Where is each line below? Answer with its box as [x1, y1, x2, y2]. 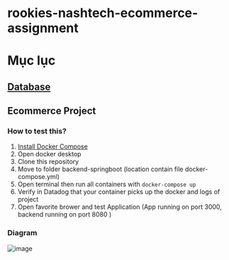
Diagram [7, 228, 38, 238]
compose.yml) [17, 173, 60, 181]
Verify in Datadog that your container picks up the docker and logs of [17, 188, 220, 196]
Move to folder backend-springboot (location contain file [17, 165, 184, 173]
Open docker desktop [17, 150, 82, 158]
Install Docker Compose [17, 142, 89, 151]
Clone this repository [17, 158, 79, 166]
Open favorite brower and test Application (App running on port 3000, [17, 202, 222, 211]
